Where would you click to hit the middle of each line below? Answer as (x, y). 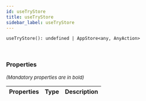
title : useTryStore (30, 17)
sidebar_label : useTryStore (40, 22)
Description (82, 92)
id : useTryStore (26, 11)
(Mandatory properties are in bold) (45, 77)
